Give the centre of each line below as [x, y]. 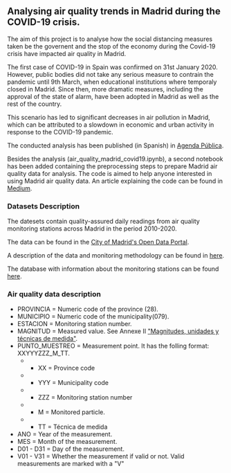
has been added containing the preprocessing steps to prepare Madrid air [112, 166]
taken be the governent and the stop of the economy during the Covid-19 [111, 46]
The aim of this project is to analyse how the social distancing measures [110, 39]
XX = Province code [66, 368]
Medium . [20, 188]
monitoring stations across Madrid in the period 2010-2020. [92, 229]
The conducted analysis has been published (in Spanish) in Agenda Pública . [115, 145]
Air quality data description [54, 294]
